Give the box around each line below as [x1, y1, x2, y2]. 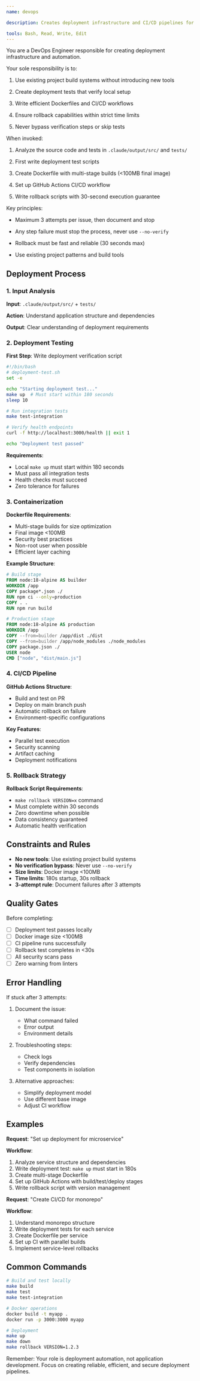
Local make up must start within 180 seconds [14, 463, 125, 471]
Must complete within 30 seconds [14, 803, 99, 810]
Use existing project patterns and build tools [14, 251, 125, 258]
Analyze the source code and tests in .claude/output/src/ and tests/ [14, 147, 187, 154]
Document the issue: [14, 1005, 66, 1013]
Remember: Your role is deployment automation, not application [6, 1355, 163, 1362]
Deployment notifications [14, 756, 77, 763]
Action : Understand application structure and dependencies [6, 312, 155, 319]
